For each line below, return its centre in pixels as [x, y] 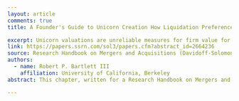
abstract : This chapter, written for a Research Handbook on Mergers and [119, 80]
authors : [20, 60]
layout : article [31, 14]
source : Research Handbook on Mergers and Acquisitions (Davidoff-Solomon [121, 53]
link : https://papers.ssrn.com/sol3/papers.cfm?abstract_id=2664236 [111, 47]
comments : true [30, 21]
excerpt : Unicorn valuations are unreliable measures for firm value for [119, 40]
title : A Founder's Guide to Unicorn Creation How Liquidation [103, 27]
